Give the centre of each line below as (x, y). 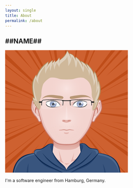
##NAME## (23, 41)
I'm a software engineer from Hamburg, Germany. (55, 181)
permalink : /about (24, 21)
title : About (18, 15)
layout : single (21, 10)
